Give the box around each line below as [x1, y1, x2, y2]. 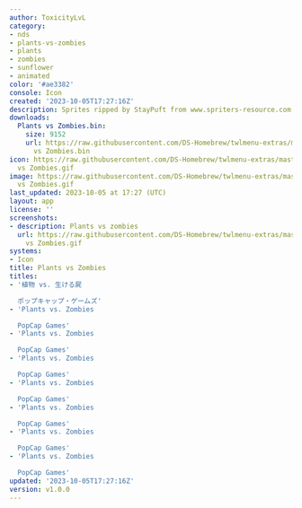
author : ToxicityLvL [9, 13, 87, 22]
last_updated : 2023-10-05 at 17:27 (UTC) [9, 188, 167, 197]
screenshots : [9, 213, 58, 223]
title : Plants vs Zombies [9, 264, 106, 273]
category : [9, 22, 47, 31]
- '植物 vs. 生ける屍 [9, 280, 83, 289]
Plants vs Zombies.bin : [17, 122, 106, 131]
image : [9, 171, 34, 180]
